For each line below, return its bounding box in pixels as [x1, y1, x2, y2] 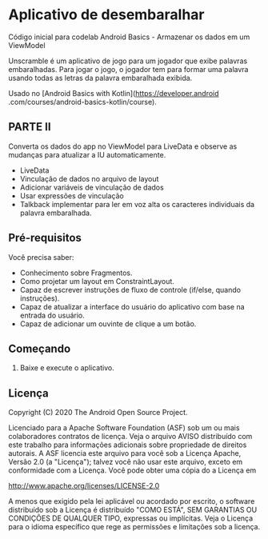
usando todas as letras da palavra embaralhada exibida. [8, 73, 193, 82]
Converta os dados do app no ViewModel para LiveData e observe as [8, 142, 238, 151]
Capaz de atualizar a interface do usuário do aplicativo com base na [19, 301, 246, 311]
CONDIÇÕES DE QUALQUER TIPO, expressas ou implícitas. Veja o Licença [8, 513, 254, 523]
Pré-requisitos [8, 231, 82, 245]
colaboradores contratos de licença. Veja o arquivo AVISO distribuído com [8, 432, 253, 441]
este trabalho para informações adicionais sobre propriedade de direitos [8, 440, 247, 449]
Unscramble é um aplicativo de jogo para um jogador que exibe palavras [8, 56, 248, 66]
